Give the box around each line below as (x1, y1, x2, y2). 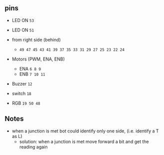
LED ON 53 (11, 17, 34, 23)
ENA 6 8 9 (19, 65, 41, 71)
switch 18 (11, 90, 32, 96)
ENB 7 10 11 (19, 71, 45, 77)
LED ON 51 (11, 27, 34, 33)
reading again (19, 143, 48, 149)
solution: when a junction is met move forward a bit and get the (19, 138, 149, 144)
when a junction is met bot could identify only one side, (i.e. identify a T (11, 127, 159, 134)
